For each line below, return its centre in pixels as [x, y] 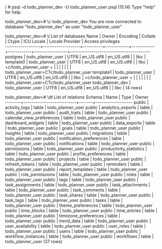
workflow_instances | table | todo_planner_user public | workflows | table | [79, 236]
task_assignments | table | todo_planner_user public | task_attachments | [78, 185]
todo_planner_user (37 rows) [34, 241]
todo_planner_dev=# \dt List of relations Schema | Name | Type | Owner [77, 97]
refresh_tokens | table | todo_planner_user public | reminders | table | [74, 164]
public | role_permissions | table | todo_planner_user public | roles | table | [79, 174]
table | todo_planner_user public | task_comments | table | [63, 190]
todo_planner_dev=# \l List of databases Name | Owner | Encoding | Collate [81, 36]
